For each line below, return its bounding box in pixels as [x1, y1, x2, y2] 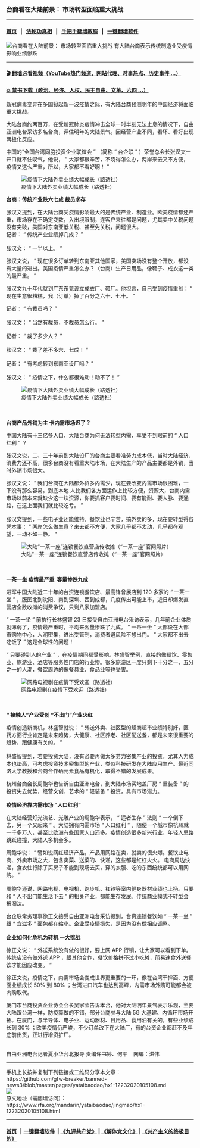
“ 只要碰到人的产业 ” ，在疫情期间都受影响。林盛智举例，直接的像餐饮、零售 [6, 651, 193, 659]
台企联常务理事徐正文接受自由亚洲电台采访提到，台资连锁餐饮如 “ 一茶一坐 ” [6, 913, 193, 920]
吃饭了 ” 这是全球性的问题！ [6, 638, 74, 645]
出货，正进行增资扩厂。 [16, 1031, 74, 1038]
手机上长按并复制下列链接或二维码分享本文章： [6, 1069, 121, 1076]
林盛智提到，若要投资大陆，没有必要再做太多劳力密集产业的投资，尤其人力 [6, 753, 189, 760]
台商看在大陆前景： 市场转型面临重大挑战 [6, 5, 124, 13]
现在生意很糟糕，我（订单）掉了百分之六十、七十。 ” [6, 292, 136, 300]
